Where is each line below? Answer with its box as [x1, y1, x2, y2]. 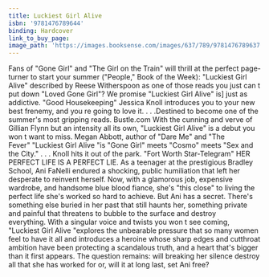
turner [8, 72, 30, 82]
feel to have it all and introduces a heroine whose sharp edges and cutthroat [8, 234, 261, 244]
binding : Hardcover [8, 26, 74, 35]
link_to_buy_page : [8, 34, 70, 43]
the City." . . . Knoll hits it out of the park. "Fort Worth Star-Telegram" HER [8, 149, 251, 159]
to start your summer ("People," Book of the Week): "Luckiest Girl [30, 72, 247, 82]
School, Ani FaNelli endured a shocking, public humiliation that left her [8, 166, 241, 176]
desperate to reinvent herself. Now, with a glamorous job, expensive [8, 174, 233, 185]
